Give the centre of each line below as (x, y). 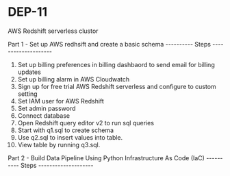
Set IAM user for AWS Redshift (61, 101)
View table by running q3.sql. (59, 144)
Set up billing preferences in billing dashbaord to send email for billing (116, 64)
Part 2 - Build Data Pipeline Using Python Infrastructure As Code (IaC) (106, 158)
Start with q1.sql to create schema (65, 130)
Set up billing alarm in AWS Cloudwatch (74, 79)
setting (27, 94)
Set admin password (47, 108)
